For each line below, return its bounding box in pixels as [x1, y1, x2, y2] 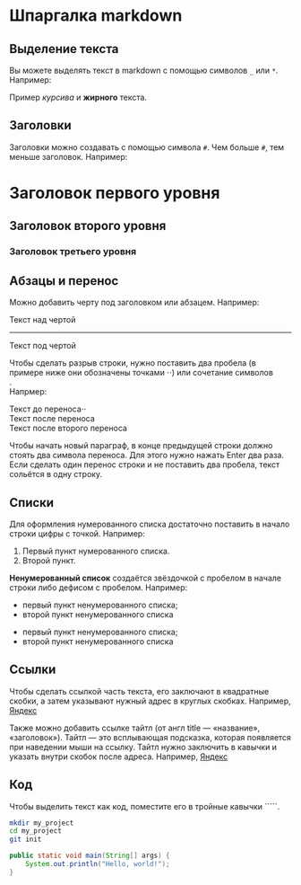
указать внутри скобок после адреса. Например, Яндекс [9, 751, 228, 762]
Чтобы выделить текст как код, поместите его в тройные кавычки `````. [9, 801, 280, 811]
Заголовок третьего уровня [9, 245, 137, 258]
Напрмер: [9, 386, 47, 397]
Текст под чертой [9, 341, 76, 351]
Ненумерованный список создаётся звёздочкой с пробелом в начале [9, 572, 282, 583]
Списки [9, 495, 55, 510]
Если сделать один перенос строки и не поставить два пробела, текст [9, 459, 280, 470]
